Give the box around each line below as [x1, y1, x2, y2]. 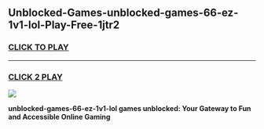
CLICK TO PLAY [8, 42, 69, 53]
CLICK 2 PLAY [8, 71, 63, 82]
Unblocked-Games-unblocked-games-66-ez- [8, 6, 239, 20]
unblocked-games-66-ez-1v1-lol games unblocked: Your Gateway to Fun [8, 103, 251, 113]
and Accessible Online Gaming [8, 112, 111, 121]
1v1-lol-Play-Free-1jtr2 [8, 19, 120, 32]
